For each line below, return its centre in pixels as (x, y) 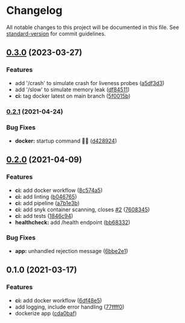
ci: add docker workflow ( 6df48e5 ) (58, 300)
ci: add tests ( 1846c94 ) (44, 216)
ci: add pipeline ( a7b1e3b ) (47, 203)
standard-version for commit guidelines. (56, 33)
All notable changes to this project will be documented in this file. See (93, 27)
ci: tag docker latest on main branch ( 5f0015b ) (73, 96)
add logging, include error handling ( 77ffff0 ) (70, 307)
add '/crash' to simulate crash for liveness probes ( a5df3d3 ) (89, 83)
